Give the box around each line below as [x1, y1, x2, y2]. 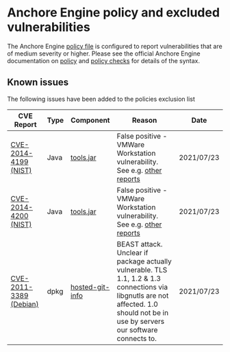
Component [71, 115, 110, 125]
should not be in [116, 307, 169, 317]
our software [116, 325, 158, 334]
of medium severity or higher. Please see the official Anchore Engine [7, 49, 201, 58]
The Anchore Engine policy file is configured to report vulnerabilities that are [7, 42, 222, 50]
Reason [131, 115, 157, 125]
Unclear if [116, 248, 149, 257]
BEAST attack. [116, 239, 163, 248]
